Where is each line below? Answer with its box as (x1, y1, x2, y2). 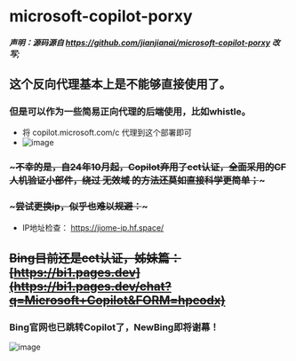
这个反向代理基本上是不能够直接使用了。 (9, 77, 231, 92)
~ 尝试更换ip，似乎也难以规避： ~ (9, 200, 148, 213)
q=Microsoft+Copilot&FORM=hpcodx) (9, 293, 226, 308)
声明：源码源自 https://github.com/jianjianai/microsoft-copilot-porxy (9, 37, 271, 48)
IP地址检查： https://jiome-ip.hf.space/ (21, 222, 164, 232)
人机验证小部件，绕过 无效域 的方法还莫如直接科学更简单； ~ (9, 175, 266, 187)
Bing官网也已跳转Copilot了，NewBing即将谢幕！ (9, 321, 220, 334)
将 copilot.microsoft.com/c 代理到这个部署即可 (21, 127, 193, 138)
